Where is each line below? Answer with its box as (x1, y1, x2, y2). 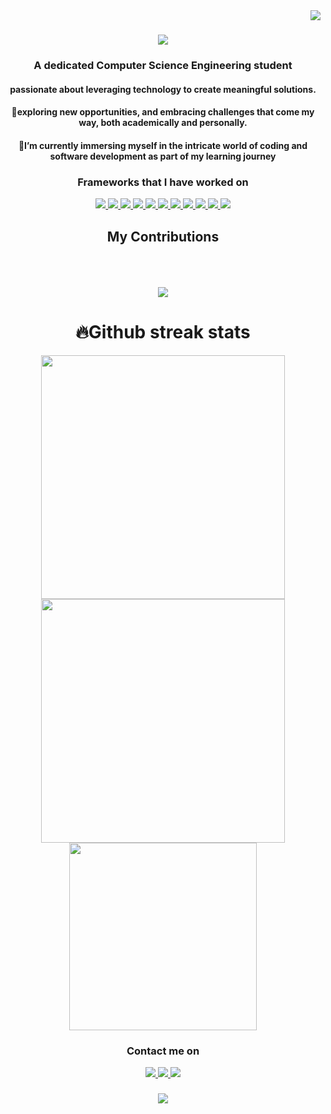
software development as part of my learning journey (49, 150, 277, 162)
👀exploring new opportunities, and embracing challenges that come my (11, 106, 315, 118)
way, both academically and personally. (78, 117, 248, 129)
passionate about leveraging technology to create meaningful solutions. (9, 83, 317, 95)
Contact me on (126, 1044, 200, 1058)
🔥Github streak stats (75, 321, 251, 344)
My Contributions (106, 228, 220, 245)
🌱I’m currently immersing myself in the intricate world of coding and (18, 139, 308, 151)
